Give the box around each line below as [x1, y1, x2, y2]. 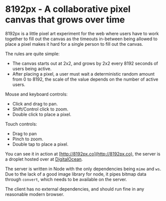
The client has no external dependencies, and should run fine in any [5, 186, 145, 192]
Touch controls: [5, 121, 37, 127]
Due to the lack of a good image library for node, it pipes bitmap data [5, 171, 147, 177]
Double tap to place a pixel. [12, 141, 69, 147]
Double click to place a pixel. [12, 111, 72, 117]
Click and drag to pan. [12, 100, 58, 106]
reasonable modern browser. [5, 191, 65, 197]
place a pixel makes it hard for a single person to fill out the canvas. [5, 41, 143, 47]
